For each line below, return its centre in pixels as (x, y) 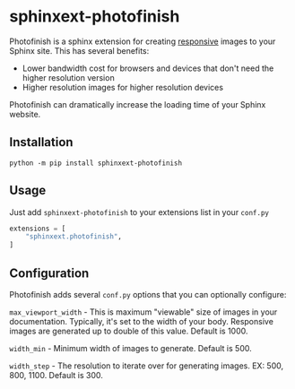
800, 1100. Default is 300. (56, 375)
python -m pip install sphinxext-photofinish (95, 163)
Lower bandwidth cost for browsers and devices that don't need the (148, 68)
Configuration (49, 273)
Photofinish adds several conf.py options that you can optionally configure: (148, 294)
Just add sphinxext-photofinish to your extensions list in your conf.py (139, 212)
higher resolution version (68, 77)
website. (25, 114)
